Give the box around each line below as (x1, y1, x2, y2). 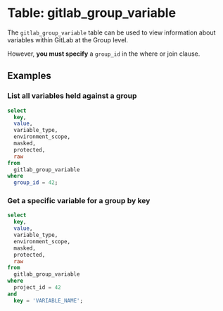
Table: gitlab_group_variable (7, 5, 177, 21)
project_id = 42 (13, 284, 61, 291)
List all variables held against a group (7, 91, 137, 101)
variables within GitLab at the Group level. (7, 35, 129, 44)
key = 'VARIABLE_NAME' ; (13, 297, 83, 304)
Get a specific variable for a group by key (7, 196, 151, 206)
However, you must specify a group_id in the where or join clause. (7, 49, 200, 58)
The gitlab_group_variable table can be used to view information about (7, 28, 216, 37)
